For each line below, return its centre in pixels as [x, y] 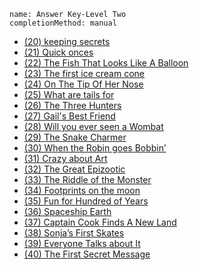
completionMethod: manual [63, 23]
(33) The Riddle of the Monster [87, 179]
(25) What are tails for [69, 94]
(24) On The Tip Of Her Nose [83, 84]
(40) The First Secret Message [87, 254]
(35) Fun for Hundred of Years [86, 201]
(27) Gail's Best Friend [69, 116]
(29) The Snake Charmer [75, 137]
